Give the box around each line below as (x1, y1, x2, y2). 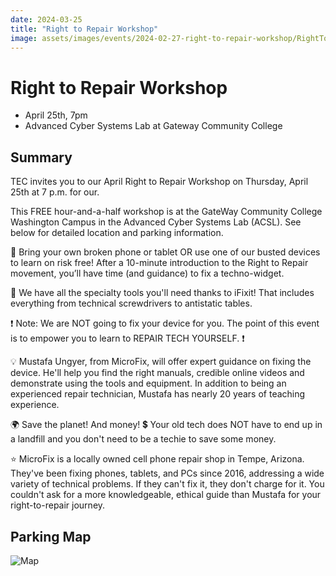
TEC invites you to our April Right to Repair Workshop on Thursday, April (10, 176, 309, 188)
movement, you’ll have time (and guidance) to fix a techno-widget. (10, 267, 285, 280)
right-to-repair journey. (10, 499, 106, 511)
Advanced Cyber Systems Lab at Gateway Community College (24, 120, 283, 132)
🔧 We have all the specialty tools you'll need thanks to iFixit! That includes (10, 287, 315, 299)
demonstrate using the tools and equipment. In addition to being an (10, 377, 287, 390)
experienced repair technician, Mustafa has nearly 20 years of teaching (10, 388, 306, 400)
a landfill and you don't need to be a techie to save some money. (10, 433, 277, 445)
